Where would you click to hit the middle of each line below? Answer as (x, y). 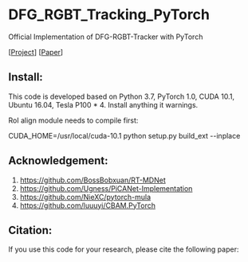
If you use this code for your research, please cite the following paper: (124, 249)
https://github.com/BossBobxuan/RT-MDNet (93, 180)
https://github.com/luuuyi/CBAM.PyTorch (87, 205)
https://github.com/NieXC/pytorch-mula (85, 197)
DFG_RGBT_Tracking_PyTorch (109, 15)
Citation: (30, 230)
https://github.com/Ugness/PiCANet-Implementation (106, 188)
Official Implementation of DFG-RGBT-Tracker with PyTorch (106, 37)
